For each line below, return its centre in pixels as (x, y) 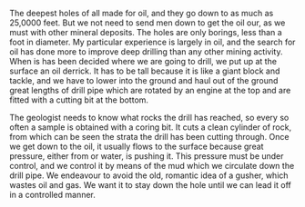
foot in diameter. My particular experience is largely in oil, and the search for (152, 42)
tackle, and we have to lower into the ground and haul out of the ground (144, 80)
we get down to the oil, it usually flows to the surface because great (137, 146)
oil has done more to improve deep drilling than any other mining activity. (146, 52)
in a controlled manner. (52, 195)
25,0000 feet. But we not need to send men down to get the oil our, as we (147, 23)
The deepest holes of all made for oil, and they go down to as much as (142, 13)
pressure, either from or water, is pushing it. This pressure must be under (147, 156)
